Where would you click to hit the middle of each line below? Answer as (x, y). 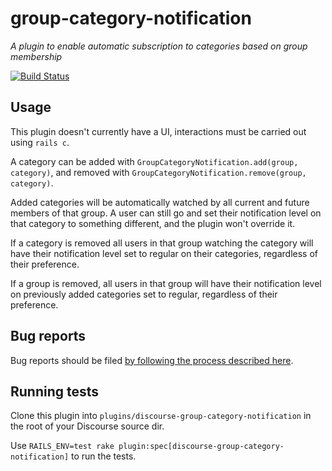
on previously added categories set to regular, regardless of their (144, 294)
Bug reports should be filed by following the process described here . (152, 360)
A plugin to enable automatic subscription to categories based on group (159, 46)
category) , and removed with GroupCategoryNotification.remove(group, (158, 172)
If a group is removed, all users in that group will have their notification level (166, 283)
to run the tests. (104, 456)
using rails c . (40, 142)
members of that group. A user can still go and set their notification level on (166, 213)
